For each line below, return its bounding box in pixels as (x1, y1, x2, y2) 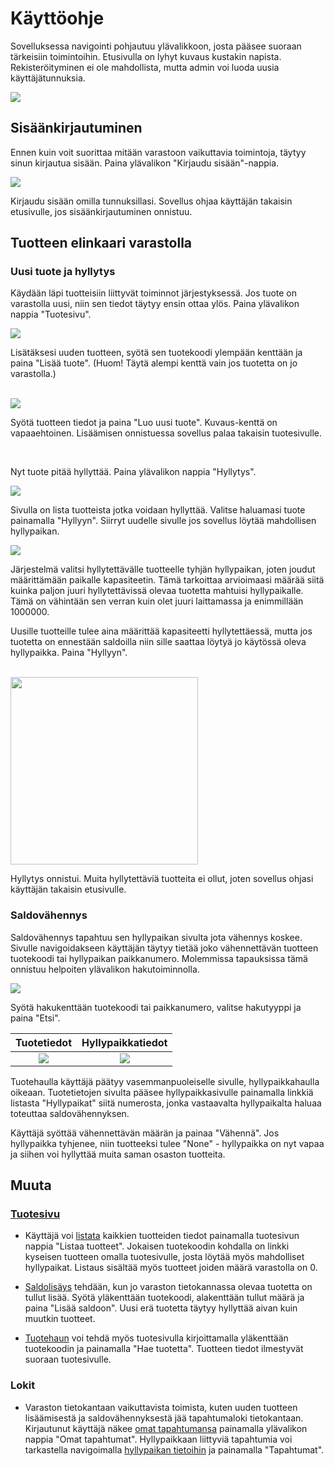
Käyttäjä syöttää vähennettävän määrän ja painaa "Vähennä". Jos (10, 1127, 280, 1139)
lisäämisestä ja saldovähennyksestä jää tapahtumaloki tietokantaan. (24, 1412, 304, 1424)
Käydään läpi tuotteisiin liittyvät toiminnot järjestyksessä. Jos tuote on (10, 287, 298, 299)
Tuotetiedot (15, 1035, 72, 1049)
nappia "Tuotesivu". (10, 308, 92, 321)
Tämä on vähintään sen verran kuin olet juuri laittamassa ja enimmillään (10, 595, 304, 607)
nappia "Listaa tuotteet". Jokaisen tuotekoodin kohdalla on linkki (24, 1240, 290, 1252)
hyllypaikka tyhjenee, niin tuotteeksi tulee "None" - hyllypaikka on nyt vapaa (10, 1137, 325, 1149)
